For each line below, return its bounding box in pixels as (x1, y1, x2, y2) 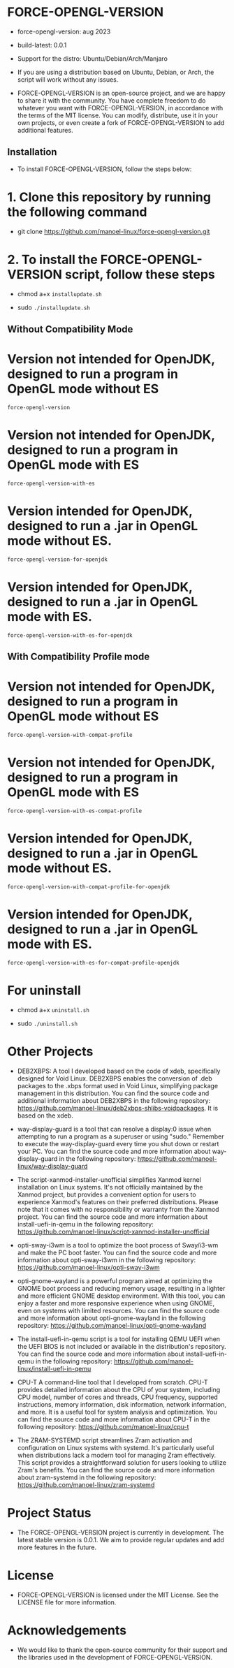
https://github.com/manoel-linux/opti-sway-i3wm (17, 1263, 160, 1271)
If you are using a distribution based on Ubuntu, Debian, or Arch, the (17, 68, 214, 76)
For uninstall (7, 983, 82, 999)
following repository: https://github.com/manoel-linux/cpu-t (17, 1422, 189, 1431)
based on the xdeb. (17, 1111, 73, 1120)
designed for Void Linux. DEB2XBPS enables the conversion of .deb (17, 1074, 213, 1083)
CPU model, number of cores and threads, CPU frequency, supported (17, 1393, 218, 1401)
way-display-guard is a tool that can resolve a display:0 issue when (17, 1125, 212, 1133)
